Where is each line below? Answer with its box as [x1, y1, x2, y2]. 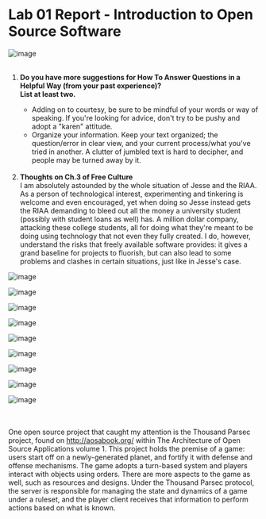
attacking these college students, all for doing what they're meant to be [19, 222, 254, 232]
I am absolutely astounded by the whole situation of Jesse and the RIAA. [19, 180, 257, 190]
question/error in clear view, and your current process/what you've [31, 138, 252, 148]
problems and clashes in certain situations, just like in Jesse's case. [19, 256, 241, 266]
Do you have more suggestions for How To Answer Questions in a [19, 72, 241, 82]
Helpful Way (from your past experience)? [19, 81, 162, 90]
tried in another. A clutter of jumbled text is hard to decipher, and [31, 147, 244, 156]
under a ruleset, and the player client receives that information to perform [8, 494, 249, 504]
